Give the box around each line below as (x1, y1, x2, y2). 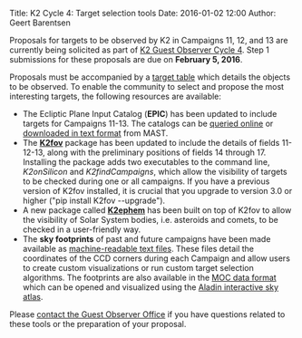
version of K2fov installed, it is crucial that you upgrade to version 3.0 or (22, 186, 293, 196)
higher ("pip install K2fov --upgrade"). (22, 195, 166, 206)
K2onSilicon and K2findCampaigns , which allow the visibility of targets (22, 167, 287, 177)
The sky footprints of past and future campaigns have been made (22, 234, 271, 244)
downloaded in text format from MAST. (22, 128, 169, 139)
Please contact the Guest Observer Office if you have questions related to (9, 309, 286, 320)
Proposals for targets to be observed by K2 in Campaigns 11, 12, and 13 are (9, 35, 288, 45)
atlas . (22, 292, 44, 302)
